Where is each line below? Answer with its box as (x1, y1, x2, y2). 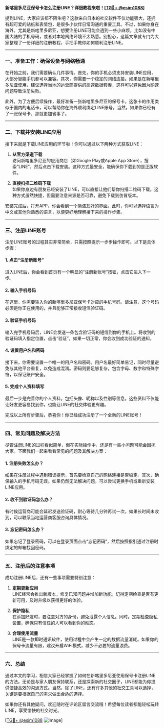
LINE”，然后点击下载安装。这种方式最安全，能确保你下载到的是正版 (18, 164, 154, 170)
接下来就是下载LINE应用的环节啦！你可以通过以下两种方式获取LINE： (5, 141, 144, 146)
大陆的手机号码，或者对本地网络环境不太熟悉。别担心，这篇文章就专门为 (9, 34, 155, 39)
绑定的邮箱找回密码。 (5, 544, 48, 550)
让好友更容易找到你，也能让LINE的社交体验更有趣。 (5, 401, 109, 407)
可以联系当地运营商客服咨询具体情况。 (13, 514, 91, 520)
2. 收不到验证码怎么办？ (5, 497, 53, 502)
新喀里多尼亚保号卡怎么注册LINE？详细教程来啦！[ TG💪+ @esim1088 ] (5, 5, 145, 10)
